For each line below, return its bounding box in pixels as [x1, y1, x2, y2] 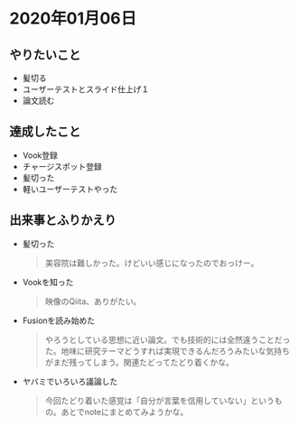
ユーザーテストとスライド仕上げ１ [22, 84, 150, 95]
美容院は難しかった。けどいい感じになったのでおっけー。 [44, 257, 259, 268]
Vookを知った [22, 276, 74, 287]
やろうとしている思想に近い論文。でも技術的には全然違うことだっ [44, 334, 291, 345]
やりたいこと [9, 47, 81, 62]
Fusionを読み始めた [22, 315, 96, 326]
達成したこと [9, 124, 81, 140]
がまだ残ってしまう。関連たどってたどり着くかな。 [44, 357, 235, 367]
